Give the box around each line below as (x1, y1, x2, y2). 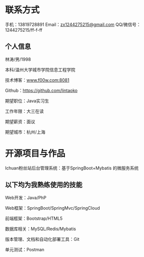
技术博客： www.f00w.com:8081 (5, 77, 70, 83)
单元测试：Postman (5, 246, 45, 252)
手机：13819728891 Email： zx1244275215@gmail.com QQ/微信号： (5, 21, 141, 27)
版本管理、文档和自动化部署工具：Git (5, 236, 80, 242)
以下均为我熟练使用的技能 (5, 181, 82, 189)
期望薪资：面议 (5, 118, 35, 125)
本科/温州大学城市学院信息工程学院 (5, 66, 76, 72)
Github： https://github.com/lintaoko (5, 87, 78, 93)
